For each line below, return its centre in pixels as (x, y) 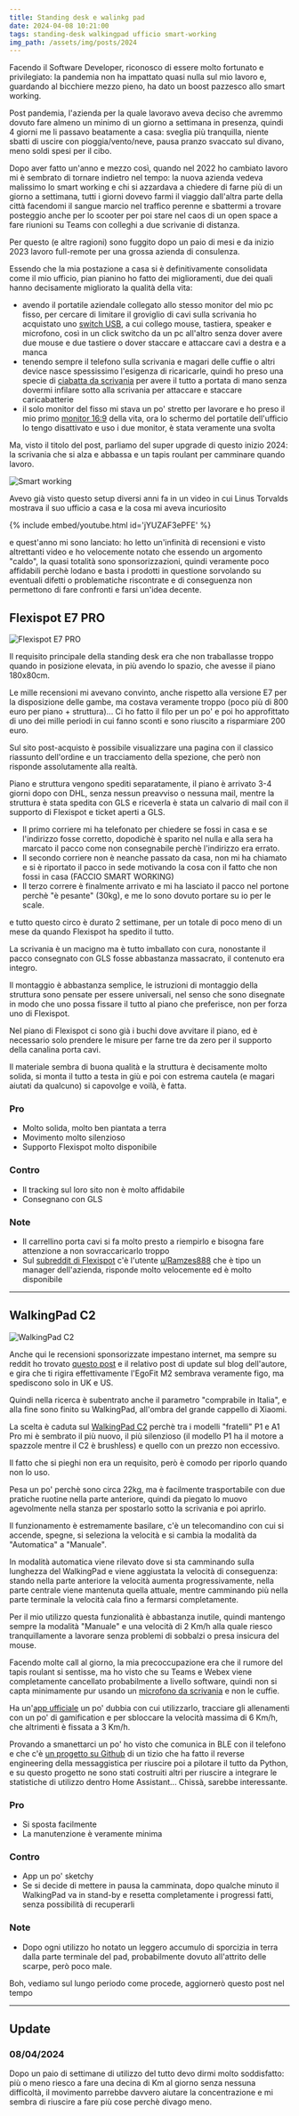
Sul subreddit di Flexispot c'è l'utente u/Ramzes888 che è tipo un (141, 1260)
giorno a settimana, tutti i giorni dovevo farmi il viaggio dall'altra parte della (146, 197)
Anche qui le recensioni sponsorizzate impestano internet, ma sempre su (143, 1354)
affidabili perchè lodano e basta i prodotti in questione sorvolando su (135, 571)
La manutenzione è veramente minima (92, 1834)
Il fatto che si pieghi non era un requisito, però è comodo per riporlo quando (148, 1462)
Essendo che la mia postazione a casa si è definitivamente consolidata (139, 269)
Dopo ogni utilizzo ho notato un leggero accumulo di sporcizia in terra (150, 1947)
